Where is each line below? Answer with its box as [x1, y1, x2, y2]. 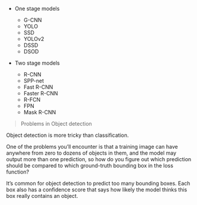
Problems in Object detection [20, 120, 92, 127]
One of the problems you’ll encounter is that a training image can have [6, 143, 178, 150]
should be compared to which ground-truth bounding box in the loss [6, 162, 174, 169]
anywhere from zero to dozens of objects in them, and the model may [6, 149, 177, 156]
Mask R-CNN [23, 109, 56, 116]
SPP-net [23, 77, 45, 84]
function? [6, 168, 30, 175]
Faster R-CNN [23, 90, 58, 97]
